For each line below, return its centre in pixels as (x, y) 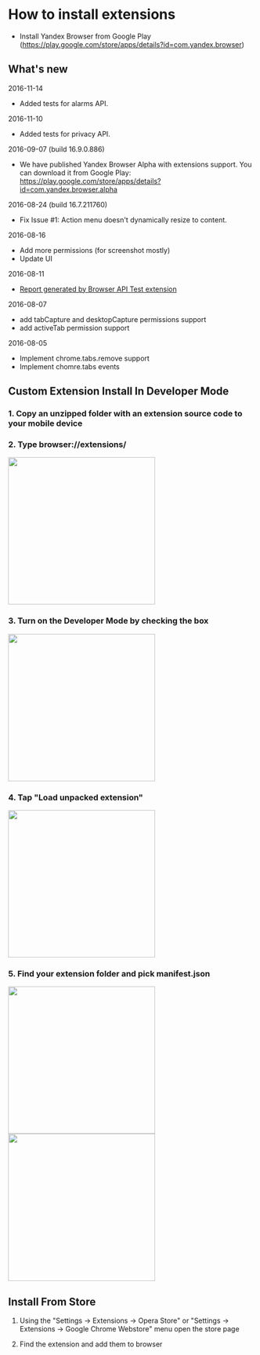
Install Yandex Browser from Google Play (85, 36)
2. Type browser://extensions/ (67, 444)
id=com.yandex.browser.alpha (68, 189)
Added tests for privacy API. (65, 134)
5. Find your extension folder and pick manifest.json (109, 973)
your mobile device (45, 423)
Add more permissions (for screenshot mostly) (95, 250)
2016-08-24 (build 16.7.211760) (58, 204)
